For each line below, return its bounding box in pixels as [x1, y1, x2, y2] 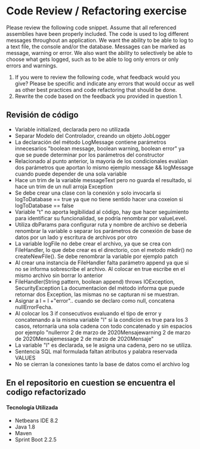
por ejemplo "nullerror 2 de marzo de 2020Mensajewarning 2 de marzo [14, 328, 191, 336]
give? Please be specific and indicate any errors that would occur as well [14, 79, 195, 87]
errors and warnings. [6, 61, 58, 69]
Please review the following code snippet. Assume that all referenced [6, 24, 177, 31]
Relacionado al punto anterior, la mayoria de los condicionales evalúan [14, 157, 188, 165]
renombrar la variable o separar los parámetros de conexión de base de [14, 227, 192, 234]
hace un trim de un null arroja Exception [14, 183, 113, 190]
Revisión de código [6, 110, 79, 120]
